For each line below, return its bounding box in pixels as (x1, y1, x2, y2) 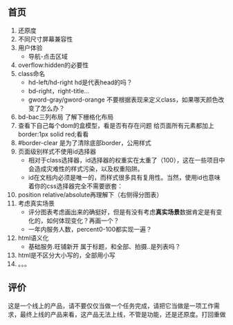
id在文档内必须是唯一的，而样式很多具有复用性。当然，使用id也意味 (28, 173, 221, 181)
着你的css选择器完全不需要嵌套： (28, 182, 124, 190)
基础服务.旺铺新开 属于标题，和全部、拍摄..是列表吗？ (28, 242, 181, 250)
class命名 (17, 69, 46, 77)
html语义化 (17, 234, 49, 242)
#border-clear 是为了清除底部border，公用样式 (17, 138, 151, 147)
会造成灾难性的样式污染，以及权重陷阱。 (28, 165, 144, 173)
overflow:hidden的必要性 (17, 61, 89, 69)
